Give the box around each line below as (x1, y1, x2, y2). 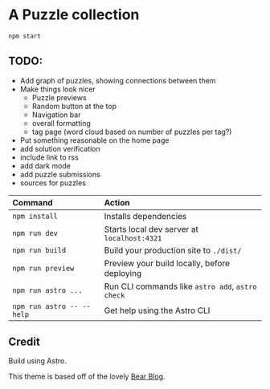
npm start (8, 32, 42, 40)
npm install (12, 211, 59, 221)
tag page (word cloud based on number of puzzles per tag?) (31, 127, 232, 136)
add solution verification (19, 144, 100, 153)
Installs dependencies (104, 210, 187, 221)
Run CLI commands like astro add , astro (104, 281, 257, 292)
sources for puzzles (19, 178, 87, 188)
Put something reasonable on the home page (19, 135, 170, 145)
